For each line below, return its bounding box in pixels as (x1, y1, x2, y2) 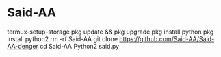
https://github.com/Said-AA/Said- (119, 34, 215, 43)
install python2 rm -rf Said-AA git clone (7, 34, 118, 43)
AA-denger (7, 42, 39, 50)
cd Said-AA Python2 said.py (40, 42, 120, 50)
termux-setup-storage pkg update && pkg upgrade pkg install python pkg (7, 27, 214, 36)
